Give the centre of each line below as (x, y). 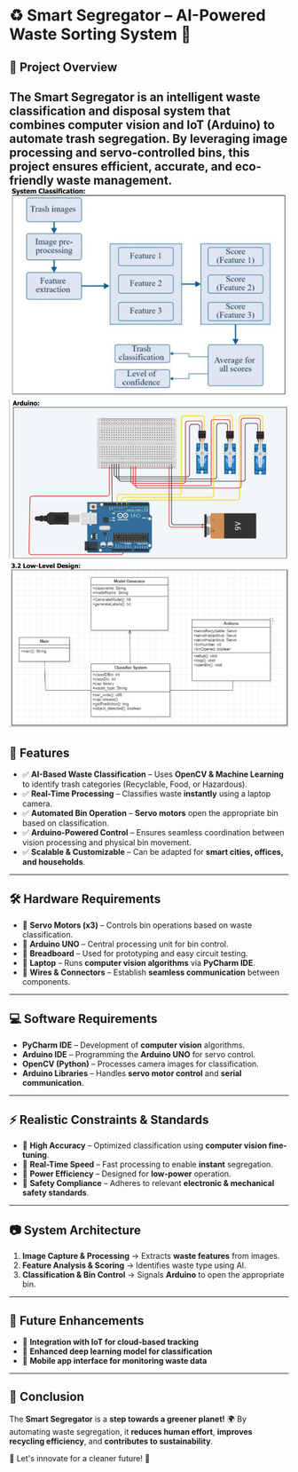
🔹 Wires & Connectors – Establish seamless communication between (150, 972)
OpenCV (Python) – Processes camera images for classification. (140, 1064)
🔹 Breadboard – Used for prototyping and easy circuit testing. (135, 953)
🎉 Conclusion (47, 1397)
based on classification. (65, 823)
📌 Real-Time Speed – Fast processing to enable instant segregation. (147, 1165)
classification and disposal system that (120, 111)
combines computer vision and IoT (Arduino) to (142, 125)
